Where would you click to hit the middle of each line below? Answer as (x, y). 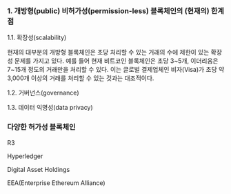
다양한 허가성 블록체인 (41, 127)
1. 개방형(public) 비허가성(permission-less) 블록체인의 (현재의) (108, 10)
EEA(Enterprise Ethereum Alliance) (56, 183)
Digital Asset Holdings (39, 169)
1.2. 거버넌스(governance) (43, 93)
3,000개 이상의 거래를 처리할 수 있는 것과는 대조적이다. (81, 78)
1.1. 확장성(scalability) (37, 38)
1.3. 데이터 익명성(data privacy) (50, 108)
